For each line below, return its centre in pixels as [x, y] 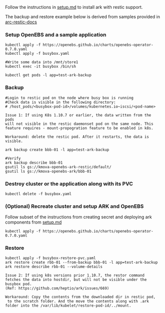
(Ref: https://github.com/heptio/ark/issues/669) [57, 288]
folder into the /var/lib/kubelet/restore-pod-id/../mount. [68, 306]
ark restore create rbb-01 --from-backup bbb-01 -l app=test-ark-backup [82, 263]
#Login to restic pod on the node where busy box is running [69, 98]
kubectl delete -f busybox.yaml [38, 194]
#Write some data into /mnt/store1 [42, 62]
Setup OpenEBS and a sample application [56, 35]
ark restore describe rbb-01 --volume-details [54, 267]
